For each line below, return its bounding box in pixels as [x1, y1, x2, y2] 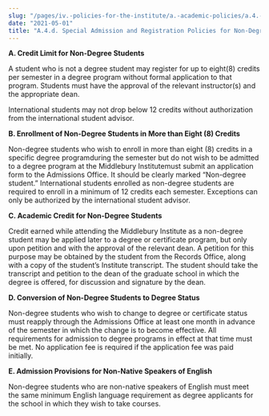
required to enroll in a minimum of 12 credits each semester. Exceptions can [8, 187, 259, 197]
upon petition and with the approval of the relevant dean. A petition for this [8, 243, 255, 253]
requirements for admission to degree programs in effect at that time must [8, 334, 253, 344]
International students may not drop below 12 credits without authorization [8, 105, 254, 114]
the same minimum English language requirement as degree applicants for [8, 390, 254, 400]
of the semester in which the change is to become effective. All [8, 326, 217, 335]
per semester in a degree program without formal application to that [8, 73, 232, 82]
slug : [8, 11, 26, 20]
